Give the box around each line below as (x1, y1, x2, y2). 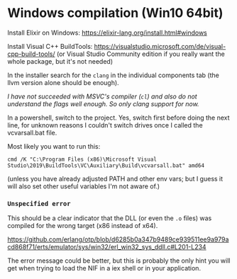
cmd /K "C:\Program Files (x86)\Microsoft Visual (7, 156, 158, 163)
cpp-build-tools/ (7, 50, 55, 58)
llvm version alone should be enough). (7, 78, 119, 86)
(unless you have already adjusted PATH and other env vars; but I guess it (7, 174, 224, 183)
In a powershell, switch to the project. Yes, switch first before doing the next (7, 113, 230, 122)
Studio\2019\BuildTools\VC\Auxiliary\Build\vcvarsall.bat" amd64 (7, 161, 204, 169)
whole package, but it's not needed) (7, 57, 114, 65)
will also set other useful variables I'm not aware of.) (7, 182, 160, 190)
